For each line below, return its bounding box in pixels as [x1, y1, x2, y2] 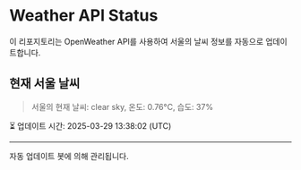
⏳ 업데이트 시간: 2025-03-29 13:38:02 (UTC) [9, 120, 172, 131]
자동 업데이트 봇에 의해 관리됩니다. [9, 150, 129, 161]
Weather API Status [9, 5, 159, 26]
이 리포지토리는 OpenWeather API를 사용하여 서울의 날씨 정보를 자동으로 [9, 36, 264, 47]
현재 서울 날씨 [9, 76, 81, 91]
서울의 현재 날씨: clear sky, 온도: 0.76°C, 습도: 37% [30, 101, 213, 112]
